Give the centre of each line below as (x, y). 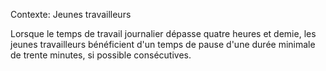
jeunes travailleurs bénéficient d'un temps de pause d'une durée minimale (163, 44)
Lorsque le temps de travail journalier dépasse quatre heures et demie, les (163, 33)
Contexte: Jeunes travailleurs (71, 14)
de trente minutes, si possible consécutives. (101, 55)
